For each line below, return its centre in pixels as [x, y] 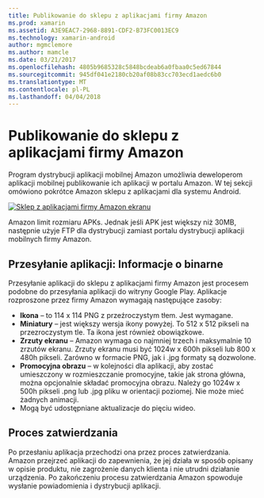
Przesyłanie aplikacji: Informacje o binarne [116, 264]
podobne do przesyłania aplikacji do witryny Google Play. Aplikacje [118, 291]
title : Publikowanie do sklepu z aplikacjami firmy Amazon [108, 15]
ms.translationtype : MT [48, 82]
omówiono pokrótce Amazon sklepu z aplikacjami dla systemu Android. [125, 192]
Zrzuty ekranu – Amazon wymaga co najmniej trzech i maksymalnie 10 [136, 341]
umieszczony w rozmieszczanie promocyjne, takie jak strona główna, [132, 374]
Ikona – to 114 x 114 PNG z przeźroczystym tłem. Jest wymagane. [126, 315]
